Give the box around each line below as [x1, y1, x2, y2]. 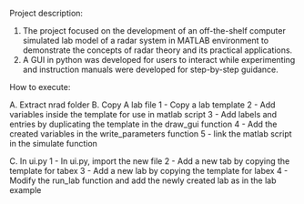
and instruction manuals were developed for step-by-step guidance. [22, 64, 279, 75]
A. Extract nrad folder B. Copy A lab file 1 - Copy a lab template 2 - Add [9, 99, 276, 110]
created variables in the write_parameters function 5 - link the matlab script [9, 128, 293, 139]
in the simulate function [9, 138, 98, 148]
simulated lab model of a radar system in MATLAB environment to [22, 36, 269, 46]
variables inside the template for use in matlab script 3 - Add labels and [9, 109, 278, 119]
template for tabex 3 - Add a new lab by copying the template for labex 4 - [9, 166, 289, 176]
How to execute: [9, 82, 71, 92]
